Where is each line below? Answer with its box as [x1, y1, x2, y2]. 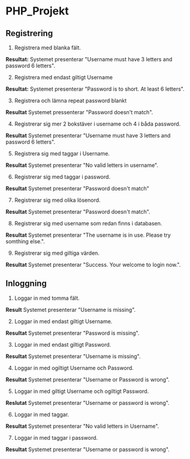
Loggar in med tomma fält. [14, 294, 80, 302]
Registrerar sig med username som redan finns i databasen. [14, 220, 162, 226]
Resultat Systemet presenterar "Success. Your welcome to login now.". [5, 261, 181, 268]
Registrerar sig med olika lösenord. [14, 196, 101, 204]
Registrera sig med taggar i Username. [14, 150, 110, 157]
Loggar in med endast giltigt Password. [14, 341, 111, 348]
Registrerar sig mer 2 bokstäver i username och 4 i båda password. [14, 120, 181, 127]
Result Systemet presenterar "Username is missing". [5, 306, 136, 313]
